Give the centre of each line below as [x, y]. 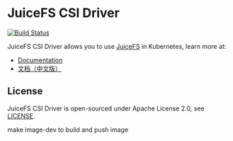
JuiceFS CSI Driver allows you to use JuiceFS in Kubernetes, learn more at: [117, 46]
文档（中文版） [39, 68]
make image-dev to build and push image [68, 130]
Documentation [40, 60]
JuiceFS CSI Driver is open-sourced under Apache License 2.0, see [106, 108]
